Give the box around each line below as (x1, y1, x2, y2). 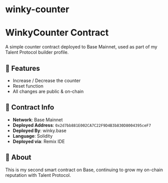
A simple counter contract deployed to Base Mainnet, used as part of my (5, 44, 158, 50)
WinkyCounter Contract (5, 27, 109, 39)
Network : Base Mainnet (12, 116, 63, 123)
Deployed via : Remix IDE (12, 138, 65, 144)
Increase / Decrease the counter (12, 77, 81, 84)
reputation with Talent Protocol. (5, 172, 71, 178)
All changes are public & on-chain (12, 88, 84, 94)
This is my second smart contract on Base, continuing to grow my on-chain (5, 167, 163, 173)
